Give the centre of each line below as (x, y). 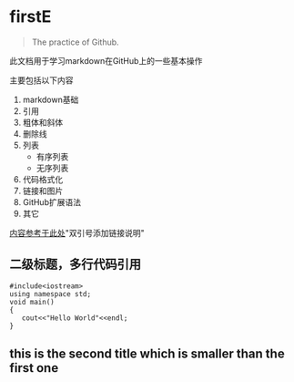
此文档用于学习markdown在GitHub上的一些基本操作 (106, 60)
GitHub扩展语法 (52, 201)
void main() (32, 302)
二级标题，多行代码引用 (75, 265)
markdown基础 (51, 99)
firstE (30, 17)
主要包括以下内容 (41, 80)
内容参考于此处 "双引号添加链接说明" (77, 232)
